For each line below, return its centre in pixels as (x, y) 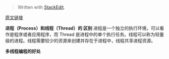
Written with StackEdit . (41, 7)
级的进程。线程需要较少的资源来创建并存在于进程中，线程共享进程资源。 (80, 40)
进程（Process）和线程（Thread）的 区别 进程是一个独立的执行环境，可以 (82, 28)
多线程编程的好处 (23, 51)
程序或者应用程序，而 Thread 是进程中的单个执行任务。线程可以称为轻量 (89, 34)
